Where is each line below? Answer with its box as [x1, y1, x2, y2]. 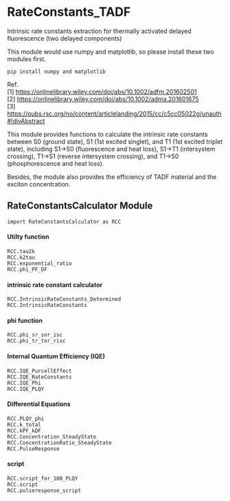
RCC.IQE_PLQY [7, 385, 45, 392]
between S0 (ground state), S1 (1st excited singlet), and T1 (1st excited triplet [7, 137, 223, 145]
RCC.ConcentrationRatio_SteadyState [7, 439, 112, 446]
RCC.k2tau [7, 254, 36, 261]
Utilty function [7, 233, 49, 241]
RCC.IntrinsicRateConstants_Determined [7, 296, 122, 303]
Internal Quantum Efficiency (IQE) [7, 352, 105, 360]
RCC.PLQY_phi [7, 415, 45, 422]
